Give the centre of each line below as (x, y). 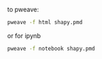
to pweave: (23, 9)
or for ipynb (24, 35)
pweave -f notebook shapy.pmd (51, 48)
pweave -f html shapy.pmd (45, 22)
